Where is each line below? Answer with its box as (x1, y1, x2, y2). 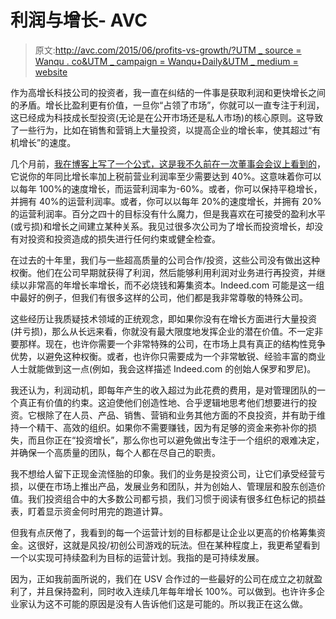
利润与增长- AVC (10, 9, 148, 32)
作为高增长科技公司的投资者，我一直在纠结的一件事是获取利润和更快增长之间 (10, 86, 326, 98)
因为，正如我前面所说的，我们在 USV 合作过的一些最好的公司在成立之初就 (10, 572, 314, 585)
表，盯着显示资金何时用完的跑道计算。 (10, 505, 168, 517)
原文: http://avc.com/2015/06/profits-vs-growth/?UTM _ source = (34, 44, 302, 56)
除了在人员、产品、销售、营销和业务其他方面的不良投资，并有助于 (44, 409, 317, 421)
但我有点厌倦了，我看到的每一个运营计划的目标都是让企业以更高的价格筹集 (10, 526, 317, 538)
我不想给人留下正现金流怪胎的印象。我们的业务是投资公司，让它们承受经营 (10, 467, 317, 480)
